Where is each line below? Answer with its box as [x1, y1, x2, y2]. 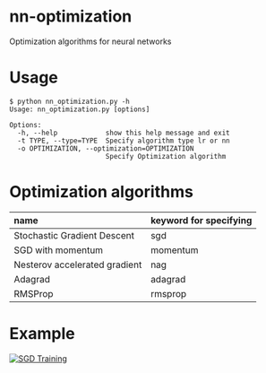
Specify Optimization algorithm [105, 152, 227, 160]
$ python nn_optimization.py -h [9, 97, 130, 106]
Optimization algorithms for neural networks [9, 36, 172, 47]
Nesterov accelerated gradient [13, 258, 142, 271]
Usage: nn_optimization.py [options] [9, 105, 150, 114]
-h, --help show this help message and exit [17, 128, 230, 137]
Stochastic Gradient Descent [13, 229, 134, 241]
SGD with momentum [13, 244, 104, 256]
